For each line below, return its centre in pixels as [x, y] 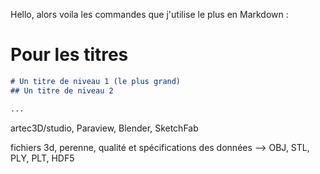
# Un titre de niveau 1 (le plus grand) [96, 81]
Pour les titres [69, 55]
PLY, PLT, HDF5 [42, 158]
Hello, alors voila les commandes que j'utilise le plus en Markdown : [149, 14]
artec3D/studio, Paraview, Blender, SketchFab [104, 128]
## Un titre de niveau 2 [62, 90]
